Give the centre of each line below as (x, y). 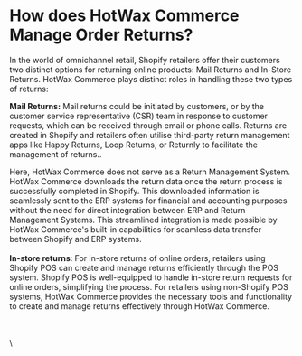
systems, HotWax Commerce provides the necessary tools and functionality (151, 296)
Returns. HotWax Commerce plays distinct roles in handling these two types (151, 79)
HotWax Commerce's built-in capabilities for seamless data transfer (136, 229)
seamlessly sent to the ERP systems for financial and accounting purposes (148, 201)
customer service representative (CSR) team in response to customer (139, 116)
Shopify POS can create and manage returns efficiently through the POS (144, 267)
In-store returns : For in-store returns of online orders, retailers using (137, 258)
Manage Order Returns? (101, 35)
